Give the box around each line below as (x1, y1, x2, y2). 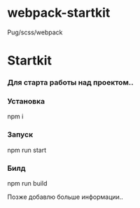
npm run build (7, 179, 48, 187)
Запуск (7, 130, 34, 139)
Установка (7, 96, 45, 106)
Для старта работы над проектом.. (7, 78, 134, 88)
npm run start (7, 146, 47, 154)
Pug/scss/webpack (7, 28, 63, 36)
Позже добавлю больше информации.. (7, 193, 124, 201)
